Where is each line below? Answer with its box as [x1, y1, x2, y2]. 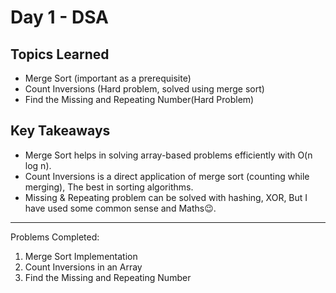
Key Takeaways [10, 122, 111, 140]
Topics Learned [10, 46, 110, 63]
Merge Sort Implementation [24, 250, 138, 262]
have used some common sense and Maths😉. [24, 202, 217, 214]
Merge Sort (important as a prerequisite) [24, 72, 192, 84]
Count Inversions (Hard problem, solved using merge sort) [24, 83, 265, 95]
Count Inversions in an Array [24, 261, 143, 273]
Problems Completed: [10, 231, 100, 243]
